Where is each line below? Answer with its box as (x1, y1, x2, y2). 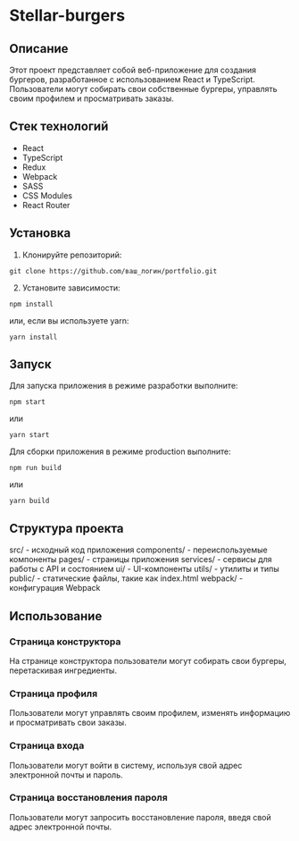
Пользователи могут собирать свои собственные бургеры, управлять (9, 84, 278, 94)
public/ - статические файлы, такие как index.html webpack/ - (9, 573, 244, 584)
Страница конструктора (9, 635, 121, 648)
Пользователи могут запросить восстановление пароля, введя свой (9, 812, 271, 822)
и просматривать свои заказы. (9, 717, 127, 728)
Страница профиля (9, 687, 98, 700)
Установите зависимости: (21, 282, 120, 293)
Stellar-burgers (9, 5, 126, 26)
